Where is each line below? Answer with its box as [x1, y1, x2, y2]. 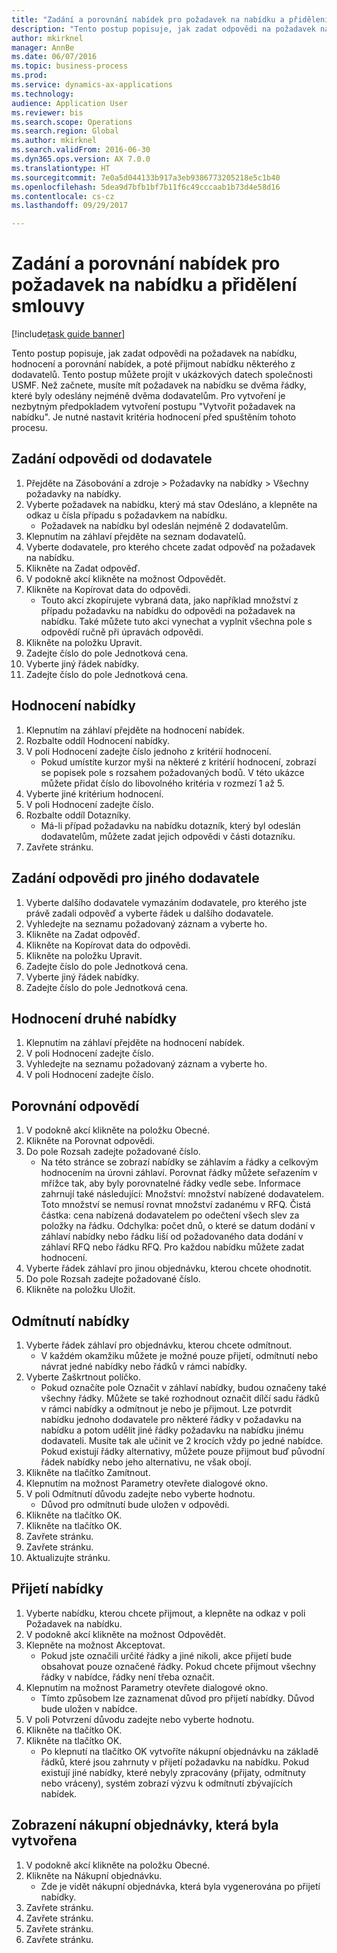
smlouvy [11, 295, 86, 318]
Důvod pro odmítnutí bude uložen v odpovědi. [40, 1498, 230, 1510]
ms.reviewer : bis [11, 107, 84, 118]
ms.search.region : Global [11, 126, 119, 136]
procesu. [11, 422, 48, 434]
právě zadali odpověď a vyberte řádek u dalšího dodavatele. [25, 907, 274, 919]
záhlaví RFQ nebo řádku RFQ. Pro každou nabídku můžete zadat [40, 1241, 305, 1253]
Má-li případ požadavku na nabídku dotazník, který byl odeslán [40, 819, 301, 831]
